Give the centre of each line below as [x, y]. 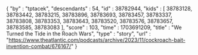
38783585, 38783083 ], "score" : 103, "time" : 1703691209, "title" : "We [94, 27]
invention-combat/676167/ [39, 46]
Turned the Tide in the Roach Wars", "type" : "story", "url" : [78, 34]
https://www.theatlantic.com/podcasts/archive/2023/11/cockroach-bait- [97, 40]
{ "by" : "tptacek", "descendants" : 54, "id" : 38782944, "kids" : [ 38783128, [99, 9]
